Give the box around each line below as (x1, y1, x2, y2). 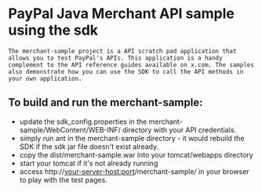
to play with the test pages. (19, 175, 107, 184)
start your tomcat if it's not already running (19, 158, 158, 168)
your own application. (8, 74, 82, 82)
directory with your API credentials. (122, 125, 237, 134)
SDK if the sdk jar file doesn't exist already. (19, 142, 159, 151)
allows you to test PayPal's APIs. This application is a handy (8, 54, 223, 62)
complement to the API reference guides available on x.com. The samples (8, 60, 255, 69)
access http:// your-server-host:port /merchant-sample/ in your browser (19, 166, 249, 176)
